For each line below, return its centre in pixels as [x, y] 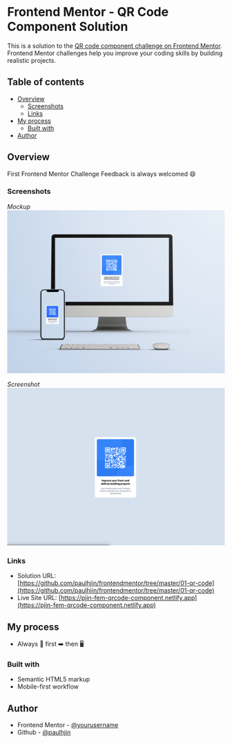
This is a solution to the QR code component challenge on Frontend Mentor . [115, 46]
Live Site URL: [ [39, 598]
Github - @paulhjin [44, 733]
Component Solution [68, 27]
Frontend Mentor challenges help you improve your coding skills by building [115, 53]
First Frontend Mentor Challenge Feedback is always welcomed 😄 [101, 174]
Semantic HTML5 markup [54, 680]
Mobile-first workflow [48, 686]
